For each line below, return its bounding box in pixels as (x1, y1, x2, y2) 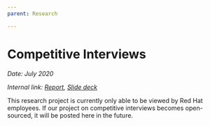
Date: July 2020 (7, 69, 54, 77)
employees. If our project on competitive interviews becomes (7, 104, 184, 112)
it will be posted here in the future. (34, 111, 134, 119)
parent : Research (7, 10, 58, 17)
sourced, (7, 111, 33, 119)
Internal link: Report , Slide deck (7, 83, 98, 91)
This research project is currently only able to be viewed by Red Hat (7, 96, 203, 104)
